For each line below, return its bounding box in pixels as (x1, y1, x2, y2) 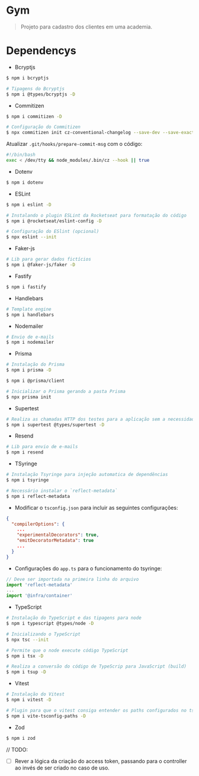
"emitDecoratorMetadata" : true (17, 538, 94, 544)
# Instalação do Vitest (6, 691, 65, 697)
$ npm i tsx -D (6, 653, 44, 659)
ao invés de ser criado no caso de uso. (14, 764, 110, 771)
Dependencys (6, 44, 76, 58)
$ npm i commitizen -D (6, 113, 62, 119)
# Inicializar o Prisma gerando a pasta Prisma (6, 388, 126, 394)
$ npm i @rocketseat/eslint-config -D (6, 218, 102, 224)
